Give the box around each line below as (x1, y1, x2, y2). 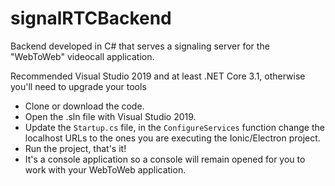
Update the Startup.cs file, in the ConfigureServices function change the (24, 121, 325, 133)
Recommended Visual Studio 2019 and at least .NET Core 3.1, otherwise (10, 70, 306, 82)
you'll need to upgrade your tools (10, 80, 147, 92)
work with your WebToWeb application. (24, 163, 187, 176)
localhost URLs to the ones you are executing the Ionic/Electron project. (24, 132, 321, 144)
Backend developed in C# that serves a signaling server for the (10, 40, 270, 52)
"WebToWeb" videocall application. (10, 50, 155, 62)
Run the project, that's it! (24, 142, 127, 154)
